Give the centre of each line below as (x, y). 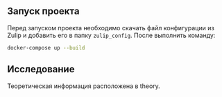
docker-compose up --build (46, 47)
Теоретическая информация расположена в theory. (84, 86)
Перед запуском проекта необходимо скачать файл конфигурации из (111, 28)
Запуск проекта (43, 11)
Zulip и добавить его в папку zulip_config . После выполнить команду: (111, 35)
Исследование (41, 69)
